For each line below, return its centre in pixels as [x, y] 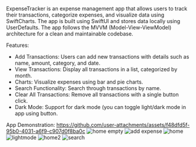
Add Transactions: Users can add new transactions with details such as [102, 57]
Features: [18, 45]
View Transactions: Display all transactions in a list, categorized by [96, 69]
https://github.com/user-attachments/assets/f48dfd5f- [123, 125]
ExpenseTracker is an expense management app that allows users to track [97, 9]
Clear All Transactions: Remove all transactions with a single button [97, 95]
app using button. [36, 113]
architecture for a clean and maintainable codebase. [70, 34]
